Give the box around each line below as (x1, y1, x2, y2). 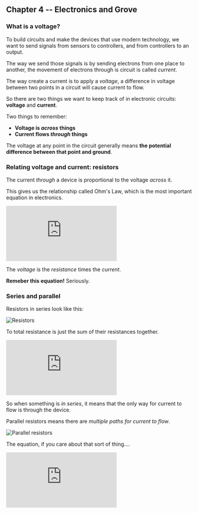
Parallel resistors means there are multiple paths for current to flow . (6, 418, 170, 425)
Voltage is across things (14, 124, 75, 131)
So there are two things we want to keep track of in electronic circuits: (6, 95, 177, 102)
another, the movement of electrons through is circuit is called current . (6, 66, 177, 73)
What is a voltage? (6, 22, 61, 31)
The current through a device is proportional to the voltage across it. (6, 176, 173, 183)
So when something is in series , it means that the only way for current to (6, 400, 182, 407)
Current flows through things (14, 130, 88, 137)
